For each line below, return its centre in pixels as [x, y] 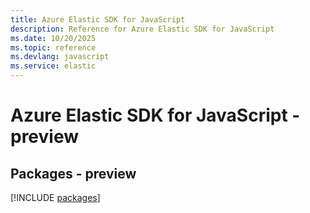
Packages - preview [73, 173]
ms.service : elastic [53, 66]
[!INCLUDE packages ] [55, 197]
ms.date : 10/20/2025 [53, 38]
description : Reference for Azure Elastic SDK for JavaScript [142, 29]
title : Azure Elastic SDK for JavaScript [98, 19]
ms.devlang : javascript [60, 57]
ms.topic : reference [53, 47]
